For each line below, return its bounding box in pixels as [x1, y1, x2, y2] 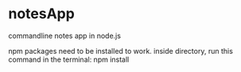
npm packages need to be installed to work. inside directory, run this [8, 46, 233, 55]
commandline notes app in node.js [8, 31, 122, 40]
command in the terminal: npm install [8, 55, 130, 64]
